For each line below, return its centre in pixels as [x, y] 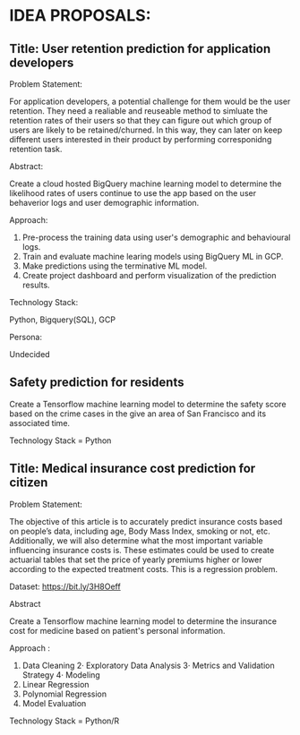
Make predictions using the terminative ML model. [115, 266]
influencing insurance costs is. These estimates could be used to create [142, 550]
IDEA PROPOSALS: [80, 16]
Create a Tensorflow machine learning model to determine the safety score [148, 404]
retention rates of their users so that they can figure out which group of [141, 120]
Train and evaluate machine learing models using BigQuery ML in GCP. [153, 256]
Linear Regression [56, 684]
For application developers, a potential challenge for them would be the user [150, 101]
